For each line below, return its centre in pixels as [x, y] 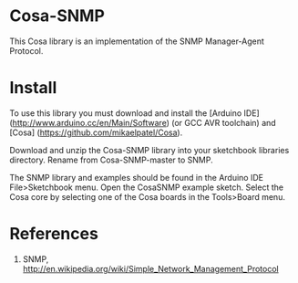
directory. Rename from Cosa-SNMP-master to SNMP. [112, 160]
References [54, 234]
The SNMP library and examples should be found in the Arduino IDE [137, 177]
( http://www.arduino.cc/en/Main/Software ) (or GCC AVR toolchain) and [143, 122]
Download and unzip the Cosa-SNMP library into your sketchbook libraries [149, 150]
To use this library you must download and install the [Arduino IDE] [134, 113]
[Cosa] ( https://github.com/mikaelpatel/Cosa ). [96, 132]
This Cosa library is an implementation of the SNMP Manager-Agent [137, 41]
